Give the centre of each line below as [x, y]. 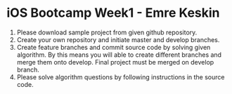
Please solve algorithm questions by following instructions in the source [121, 77]
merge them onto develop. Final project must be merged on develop [115, 62]
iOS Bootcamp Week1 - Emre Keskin [113, 13]
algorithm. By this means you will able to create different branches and [119, 55]
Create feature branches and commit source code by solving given [114, 47]
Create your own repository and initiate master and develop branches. [118, 39]
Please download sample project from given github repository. [107, 32]
